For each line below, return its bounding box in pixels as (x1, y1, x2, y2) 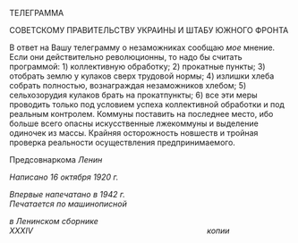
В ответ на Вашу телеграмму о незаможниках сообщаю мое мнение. (9, 42, 276, 53)
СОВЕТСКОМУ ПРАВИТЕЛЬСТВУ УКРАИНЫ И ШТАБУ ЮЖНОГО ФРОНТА (9, 25, 289, 35)
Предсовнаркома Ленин (9, 155, 103, 164)
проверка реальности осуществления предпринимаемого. (9, 138, 235, 147)
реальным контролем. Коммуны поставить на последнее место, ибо (9, 109, 274, 119)
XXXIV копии (9, 225, 230, 236)
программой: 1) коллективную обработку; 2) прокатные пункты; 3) (9, 62, 266, 71)
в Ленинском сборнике (9, 216, 98, 226)
